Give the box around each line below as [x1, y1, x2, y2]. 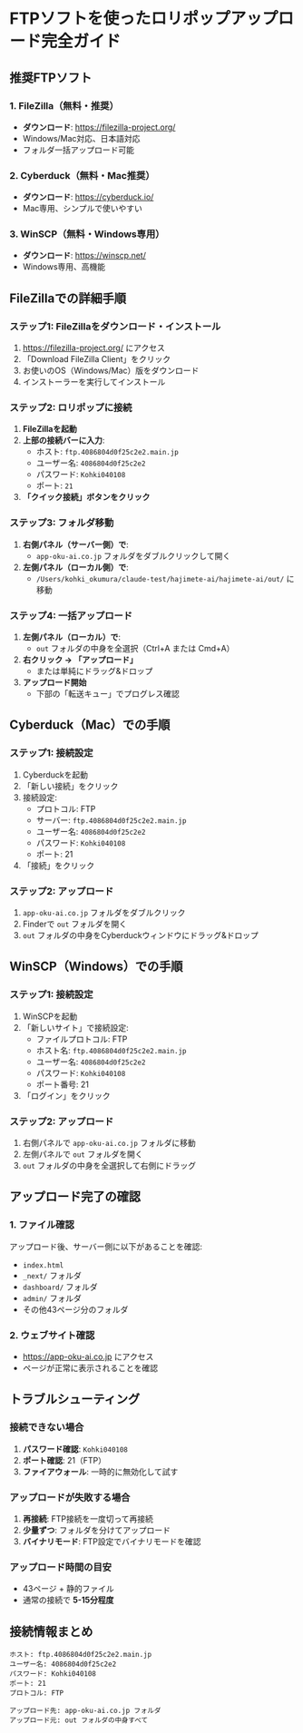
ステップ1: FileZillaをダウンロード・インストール [9, 319, 221, 332]
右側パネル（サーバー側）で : [22, 539, 129, 550]
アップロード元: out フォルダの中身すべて [9, 1716, 148, 1725]
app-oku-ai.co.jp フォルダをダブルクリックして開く [35, 550, 231, 561]
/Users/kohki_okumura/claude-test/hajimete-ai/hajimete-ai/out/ [35, 574, 285, 583]
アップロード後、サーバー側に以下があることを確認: [9, 1240, 202, 1252]
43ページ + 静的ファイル [22, 1583, 115, 1594]
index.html [22, 1260, 64, 1270]
